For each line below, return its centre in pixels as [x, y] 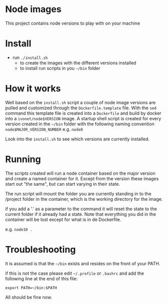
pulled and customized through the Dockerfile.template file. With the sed [81, 108]
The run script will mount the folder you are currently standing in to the [78, 194]
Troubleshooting [41, 249]
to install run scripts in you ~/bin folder [60, 68]
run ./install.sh [30, 57]
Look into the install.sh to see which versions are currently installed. [77, 139]
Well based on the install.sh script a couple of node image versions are [80, 102]
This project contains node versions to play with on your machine [73, 23]
